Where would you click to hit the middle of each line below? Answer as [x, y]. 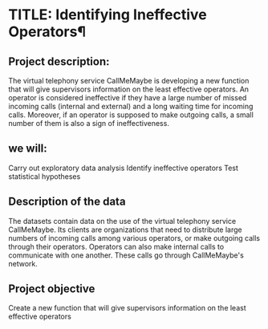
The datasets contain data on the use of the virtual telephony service [122, 221]
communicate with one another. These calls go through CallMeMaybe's [126, 255]
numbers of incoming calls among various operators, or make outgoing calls [134, 238]
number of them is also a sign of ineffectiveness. [89, 123]
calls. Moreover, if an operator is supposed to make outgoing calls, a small [131, 115]
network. [23, 263]
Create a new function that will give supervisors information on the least [127, 308]
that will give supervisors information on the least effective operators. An [129, 89]
